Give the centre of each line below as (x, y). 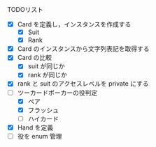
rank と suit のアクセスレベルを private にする (83, 84)
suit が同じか (46, 66)
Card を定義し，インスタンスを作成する (74, 24)
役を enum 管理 (40, 136)
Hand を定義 (35, 127)
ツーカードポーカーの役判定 (57, 93)
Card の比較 (35, 58)
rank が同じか (48, 75)
